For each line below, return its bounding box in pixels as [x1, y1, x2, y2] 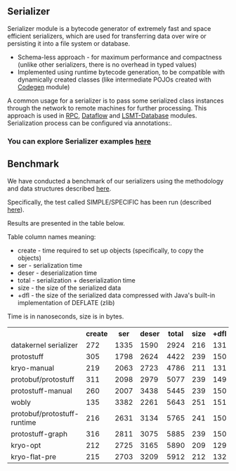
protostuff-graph [11, 429, 68, 439]
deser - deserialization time [17, 269, 97, 277]
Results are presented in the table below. [7, 219, 125, 227]
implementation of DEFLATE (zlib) [17, 298, 115, 307]
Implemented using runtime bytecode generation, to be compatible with [17, 67, 225, 76]
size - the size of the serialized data [17, 283, 122, 292]
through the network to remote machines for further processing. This [7, 103, 207, 112]
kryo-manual [11, 363, 55, 373]
